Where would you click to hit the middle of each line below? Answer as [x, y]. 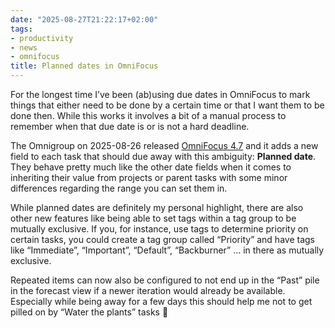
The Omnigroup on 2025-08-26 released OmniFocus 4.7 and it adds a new [164, 145]
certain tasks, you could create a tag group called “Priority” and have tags [162, 239]
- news [24, 47]
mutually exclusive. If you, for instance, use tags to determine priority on [159, 229]
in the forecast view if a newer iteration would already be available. [148, 290]
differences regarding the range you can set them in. [119, 188]
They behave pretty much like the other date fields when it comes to [151, 167]
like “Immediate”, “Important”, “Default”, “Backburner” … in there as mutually [167, 250]
